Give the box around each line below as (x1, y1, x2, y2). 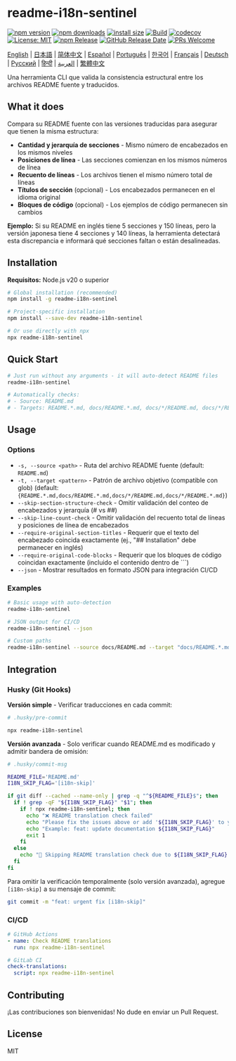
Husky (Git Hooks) (7, 684, 72, 694)
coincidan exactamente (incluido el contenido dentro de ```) (17, 558, 190, 567)
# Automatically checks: (7, 392, 80, 399)
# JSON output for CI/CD (7, 618, 80, 625)
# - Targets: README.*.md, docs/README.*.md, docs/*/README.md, (7, 404, 199, 412)
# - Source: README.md (7, 398, 74, 405)
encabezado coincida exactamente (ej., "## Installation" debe (17, 536, 197, 544)
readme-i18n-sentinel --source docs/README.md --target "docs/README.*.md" (7, 644, 234, 651)
